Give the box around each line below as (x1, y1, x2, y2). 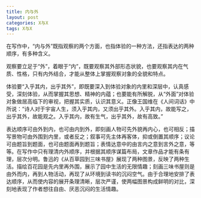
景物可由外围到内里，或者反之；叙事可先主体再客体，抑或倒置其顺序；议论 (11, 133, 195, 141)
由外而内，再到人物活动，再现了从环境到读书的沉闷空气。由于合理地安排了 (6, 170, 190, 178)
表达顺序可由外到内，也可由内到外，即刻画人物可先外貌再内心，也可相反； (6, 126, 190, 133)
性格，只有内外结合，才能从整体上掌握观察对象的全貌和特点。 (16, 70, 169, 78)
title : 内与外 (6, 8, 39, 15)
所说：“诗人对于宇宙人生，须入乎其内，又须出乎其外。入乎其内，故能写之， (6, 105, 193, 112)
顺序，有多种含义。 (6, 50, 54, 57)
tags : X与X (6, 25, 33, 32)
